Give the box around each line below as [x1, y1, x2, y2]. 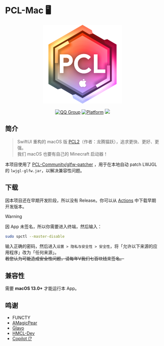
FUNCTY [12, 315, 31, 321]
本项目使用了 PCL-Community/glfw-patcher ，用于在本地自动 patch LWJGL [5, 161, 157, 167]
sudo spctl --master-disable [5, 234, 65, 239]
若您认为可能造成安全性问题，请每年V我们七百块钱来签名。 [5, 255, 124, 262]
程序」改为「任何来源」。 [9, 250, 59, 255]
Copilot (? [12, 336, 32, 342]
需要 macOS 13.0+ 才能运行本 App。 [5, 285, 80, 291]
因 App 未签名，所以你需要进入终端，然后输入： [5, 223, 102, 229]
